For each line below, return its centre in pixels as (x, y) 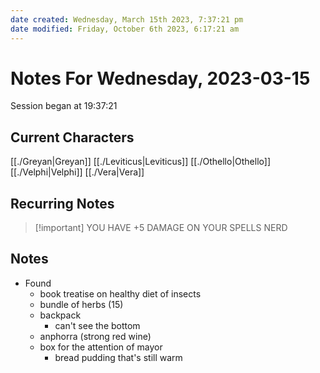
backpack (60, 315)
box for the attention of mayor (101, 347)
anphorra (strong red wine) (95, 336)
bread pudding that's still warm (118, 357)
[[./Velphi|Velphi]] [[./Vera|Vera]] (77, 172)
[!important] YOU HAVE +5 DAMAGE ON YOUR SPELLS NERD (161, 228)
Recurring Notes (62, 203)
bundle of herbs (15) (81, 304)
